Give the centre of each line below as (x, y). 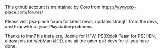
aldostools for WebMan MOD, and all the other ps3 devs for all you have (77, 41)
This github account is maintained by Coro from (53, 7)
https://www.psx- (119, 7)
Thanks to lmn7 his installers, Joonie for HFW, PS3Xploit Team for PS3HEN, (81, 36)
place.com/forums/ (24, 12)
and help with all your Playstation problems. (49, 26)
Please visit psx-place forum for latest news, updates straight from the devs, (81, 21)
